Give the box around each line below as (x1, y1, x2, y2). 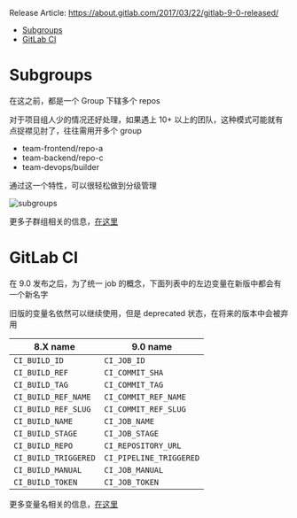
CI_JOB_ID (104, 355, 145, 366)
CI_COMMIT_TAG (104, 380, 164, 390)
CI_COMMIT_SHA (104, 367, 164, 377)
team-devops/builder (21, 161, 100, 172)
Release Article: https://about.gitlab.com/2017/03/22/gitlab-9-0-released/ (9, 8, 279, 18)
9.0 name (131, 340, 173, 352)
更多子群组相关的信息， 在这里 (9, 216, 118, 227)
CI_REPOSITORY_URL (104, 440, 182, 451)
